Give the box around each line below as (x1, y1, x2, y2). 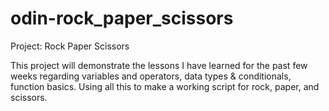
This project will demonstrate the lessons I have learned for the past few (10, 59, 308, 71)
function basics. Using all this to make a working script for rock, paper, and (10, 80, 320, 92)
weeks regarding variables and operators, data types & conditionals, (10, 70, 292, 82)
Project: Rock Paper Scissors (10, 40, 130, 52)
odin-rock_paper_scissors (10, 7, 234, 30)
